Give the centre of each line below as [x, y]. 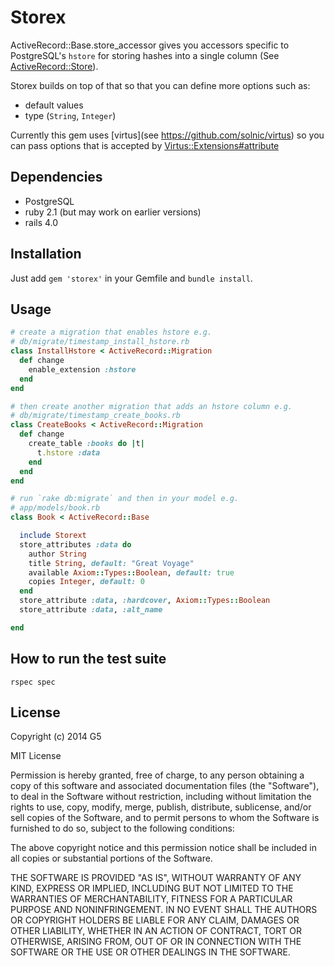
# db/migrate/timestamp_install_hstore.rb [100, 342]
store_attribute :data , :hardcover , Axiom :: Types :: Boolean [145, 601]
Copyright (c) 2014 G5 [56, 737]
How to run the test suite [88, 659]
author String [57, 554]
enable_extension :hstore [82, 369]
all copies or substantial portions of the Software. [111, 858]
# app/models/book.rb [55, 508]
